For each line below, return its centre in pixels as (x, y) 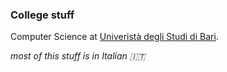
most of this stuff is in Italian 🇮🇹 (78, 56)
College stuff (42, 15)
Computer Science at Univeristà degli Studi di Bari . (114, 37)
